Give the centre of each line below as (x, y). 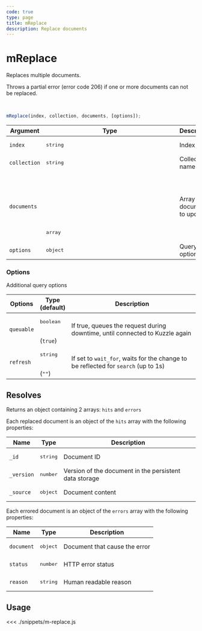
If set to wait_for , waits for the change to (129, 358)
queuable (22, 329)
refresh (20, 362)
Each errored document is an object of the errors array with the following (97, 511)
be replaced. (22, 94)
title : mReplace (26, 23)
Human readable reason (97, 582)
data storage (81, 478)
